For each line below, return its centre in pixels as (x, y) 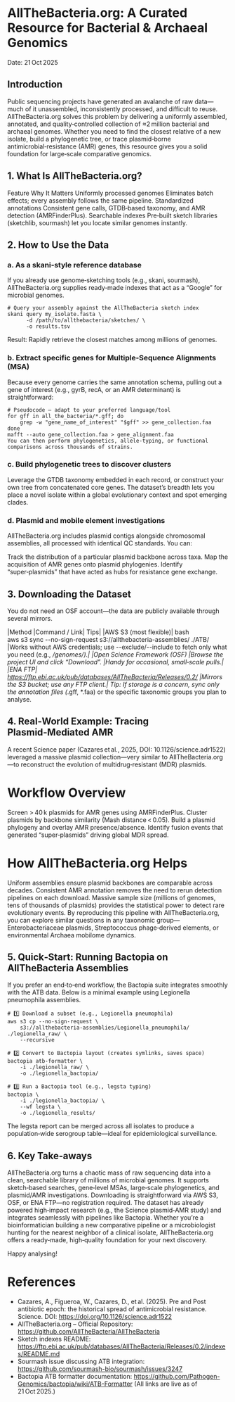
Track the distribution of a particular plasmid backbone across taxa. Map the (118, 557)
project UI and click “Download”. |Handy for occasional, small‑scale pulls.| (116, 662)
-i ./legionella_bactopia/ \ (62, 1101)
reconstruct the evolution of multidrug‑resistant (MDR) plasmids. (114, 764)
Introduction (35, 85)
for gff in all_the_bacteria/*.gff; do (66, 416)
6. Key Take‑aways (50, 1156)
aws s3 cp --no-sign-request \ (53, 1022)
